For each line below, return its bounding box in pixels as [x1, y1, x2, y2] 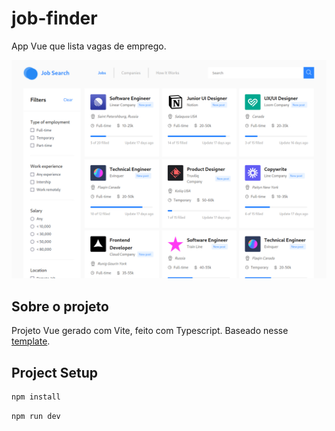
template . [11, 335, 51, 347]
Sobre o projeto [11, 298, 109, 315]
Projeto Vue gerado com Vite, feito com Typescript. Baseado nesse [11, 325, 289, 337]
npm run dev [11, 411, 61, 421]
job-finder [11, 7, 98, 30]
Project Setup [11, 364, 99, 381]
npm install [11, 392, 61, 402]
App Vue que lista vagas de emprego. [11, 40, 167, 52]
